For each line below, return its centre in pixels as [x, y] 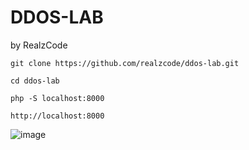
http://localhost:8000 [57, 116]
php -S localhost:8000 [57, 98]
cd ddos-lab [35, 81]
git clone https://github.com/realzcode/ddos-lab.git [125, 63]
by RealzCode [39, 45]
